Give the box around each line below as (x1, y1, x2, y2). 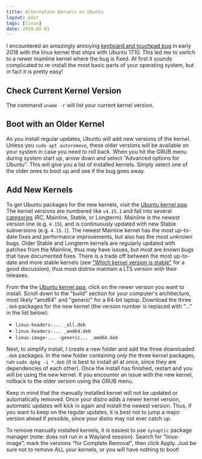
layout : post (6, 15, 39, 21)
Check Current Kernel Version (6, 85, 122, 96)
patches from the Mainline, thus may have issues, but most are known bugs (6, 246, 194, 253)
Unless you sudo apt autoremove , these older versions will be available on (6, 142, 189, 149)
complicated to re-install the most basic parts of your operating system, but (6, 62, 194, 69)
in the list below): (6, 309, 49, 316)
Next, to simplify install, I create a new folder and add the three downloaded (6, 345, 195, 353)
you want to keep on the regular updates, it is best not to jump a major (6, 408, 181, 415)
